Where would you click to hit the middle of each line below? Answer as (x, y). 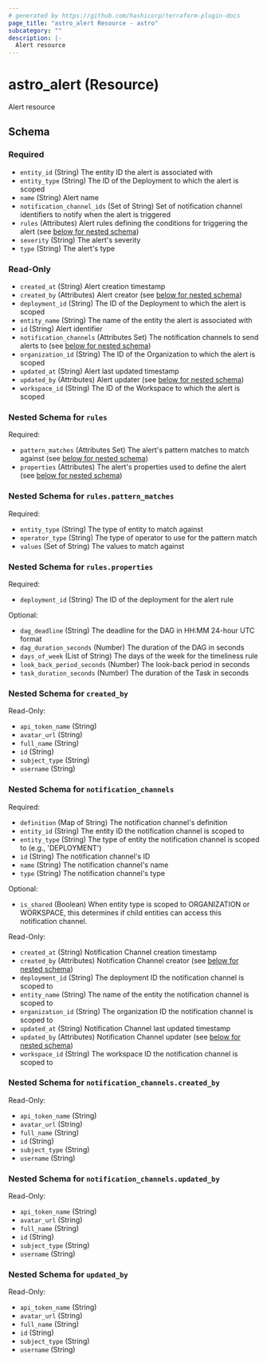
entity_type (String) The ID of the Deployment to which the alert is (129, 180)
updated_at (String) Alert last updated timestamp (99, 371)
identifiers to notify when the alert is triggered (95, 214)
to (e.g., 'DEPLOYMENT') (61, 847)
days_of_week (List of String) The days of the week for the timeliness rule (139, 656)
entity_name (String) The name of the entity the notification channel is (134, 994)
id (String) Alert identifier (61, 329)
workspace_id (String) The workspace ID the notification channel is (129, 1053)
